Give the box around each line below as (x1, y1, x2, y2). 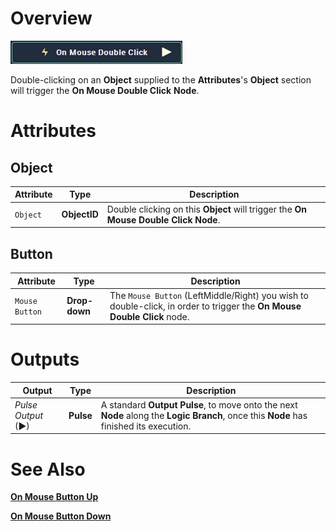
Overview (10, 7, 93, 30)
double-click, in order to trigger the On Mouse (109, 300, 302, 312)
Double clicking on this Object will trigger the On (106, 203, 308, 215)
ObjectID (61, 208, 99, 221)
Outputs (10, 348, 80, 371)
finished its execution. (100, 420, 192, 432)
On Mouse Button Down (10, 510, 112, 522)
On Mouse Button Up (10, 491, 99, 503)
